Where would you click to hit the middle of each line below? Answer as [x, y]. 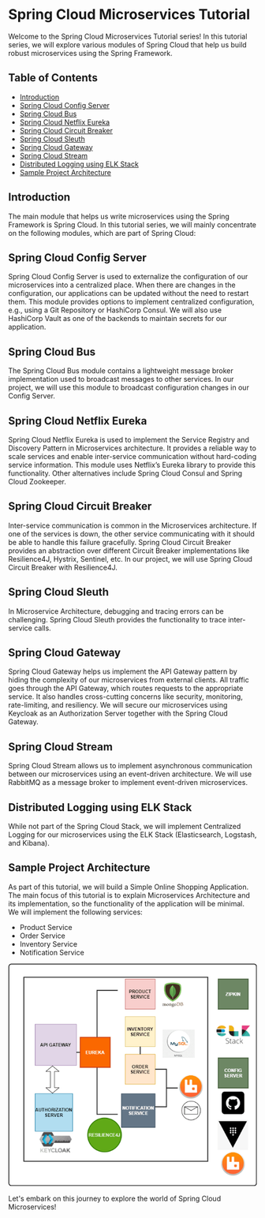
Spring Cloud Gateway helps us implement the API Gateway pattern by [123, 671]
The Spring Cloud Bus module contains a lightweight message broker [121, 371]
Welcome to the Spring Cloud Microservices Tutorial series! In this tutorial [128, 36]
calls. [43, 628]
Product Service [46, 927]
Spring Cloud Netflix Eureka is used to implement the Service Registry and [129, 440]
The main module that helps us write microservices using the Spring [119, 216]
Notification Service [52, 952]
